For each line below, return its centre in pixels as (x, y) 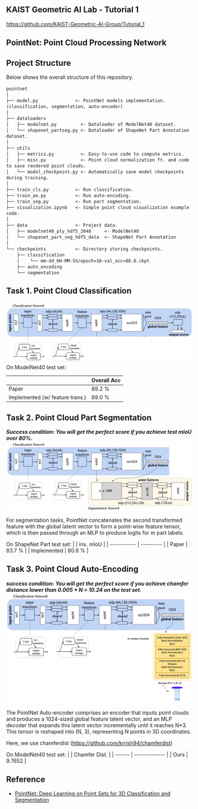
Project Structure (39, 63)
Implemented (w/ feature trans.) (47, 397)
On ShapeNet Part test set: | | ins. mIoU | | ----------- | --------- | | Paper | (97, 544)
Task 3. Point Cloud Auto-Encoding (72, 569)
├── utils (18, 148)
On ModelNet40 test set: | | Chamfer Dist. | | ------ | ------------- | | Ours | (97, 754)
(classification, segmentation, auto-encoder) (65, 107)
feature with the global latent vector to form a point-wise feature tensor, (94, 526)
